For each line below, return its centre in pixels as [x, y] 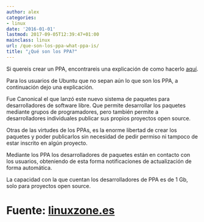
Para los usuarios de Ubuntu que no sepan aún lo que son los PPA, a [92, 80]
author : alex [23, 12]
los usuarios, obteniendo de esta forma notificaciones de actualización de [99, 161]
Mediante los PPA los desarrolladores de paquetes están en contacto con [98, 154]
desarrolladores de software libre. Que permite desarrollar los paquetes [96, 105]
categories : [21, 18]
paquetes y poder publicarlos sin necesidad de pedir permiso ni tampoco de [102, 136]
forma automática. [29, 167]
